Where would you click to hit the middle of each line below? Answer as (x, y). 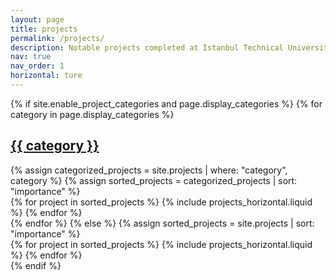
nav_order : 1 (37, 66)
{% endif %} (36, 265)
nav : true (31, 57)
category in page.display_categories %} (92, 114)
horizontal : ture (46, 76)
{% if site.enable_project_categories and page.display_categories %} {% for (166, 103)
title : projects (44, 29)
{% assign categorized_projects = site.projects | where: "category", (149, 170)
